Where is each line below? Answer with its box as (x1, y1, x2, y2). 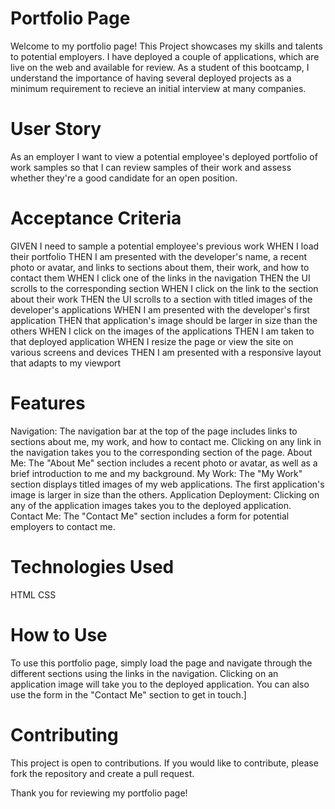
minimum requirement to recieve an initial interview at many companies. (10, 82, 307, 94)
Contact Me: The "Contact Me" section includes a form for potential (10, 510, 290, 522)
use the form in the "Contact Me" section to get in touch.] (10, 688, 247, 701)
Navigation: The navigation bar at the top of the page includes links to (10, 425, 298, 437)
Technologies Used (10, 555, 175, 578)
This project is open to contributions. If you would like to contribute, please (10, 757, 319, 769)
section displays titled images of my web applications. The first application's (10, 478, 325, 490)
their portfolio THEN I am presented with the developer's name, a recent (10, 250, 308, 262)
